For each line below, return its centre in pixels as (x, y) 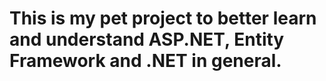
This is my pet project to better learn (163, 18)
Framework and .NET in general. (145, 61)
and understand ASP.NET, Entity (147, 39)
